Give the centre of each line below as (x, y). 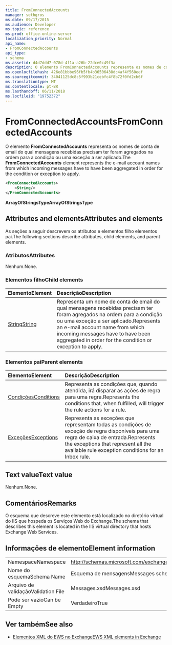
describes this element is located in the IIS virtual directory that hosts (78, 526)
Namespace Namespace (37, 562)
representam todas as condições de (108, 424)
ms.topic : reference (27, 29)
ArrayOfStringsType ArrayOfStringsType (49, 202)
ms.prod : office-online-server (39, 34)
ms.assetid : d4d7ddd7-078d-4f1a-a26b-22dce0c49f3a (60, 63)
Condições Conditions (34, 397)
